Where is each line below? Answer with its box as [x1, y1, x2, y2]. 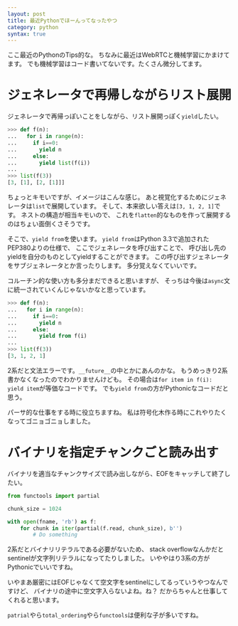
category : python [7, 23, 59, 31]
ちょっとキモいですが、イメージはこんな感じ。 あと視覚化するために [7, 193, 208, 201]
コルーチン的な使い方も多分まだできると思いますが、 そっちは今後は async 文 [7, 277, 231, 285]
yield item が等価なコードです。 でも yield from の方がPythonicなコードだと [7, 383, 229, 392]
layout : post [7, 10, 46, 18]
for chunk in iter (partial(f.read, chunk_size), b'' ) [20, 524, 183, 532]
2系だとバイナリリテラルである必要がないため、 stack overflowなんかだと [7, 545, 225, 553]
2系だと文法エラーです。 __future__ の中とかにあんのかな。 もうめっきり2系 [7, 366, 228, 374]
